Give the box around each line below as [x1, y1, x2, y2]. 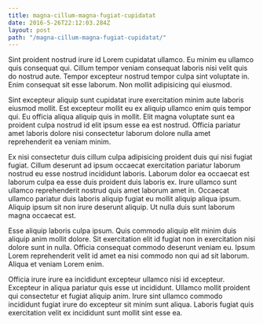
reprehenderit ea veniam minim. [8, 137, 111, 146]
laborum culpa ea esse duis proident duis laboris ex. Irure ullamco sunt [8, 178, 237, 187]
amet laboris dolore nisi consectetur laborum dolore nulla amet [8, 129, 211, 138]
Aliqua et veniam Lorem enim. [8, 260, 104, 269]
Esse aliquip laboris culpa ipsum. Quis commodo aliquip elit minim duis [8, 226, 237, 236]
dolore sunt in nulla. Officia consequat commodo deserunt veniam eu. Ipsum [8, 243, 255, 252]
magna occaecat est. [8, 211, 77, 220]
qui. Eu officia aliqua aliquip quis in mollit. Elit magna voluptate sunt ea [8, 112, 236, 122]
